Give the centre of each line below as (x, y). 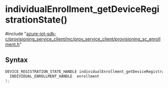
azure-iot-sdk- (41, 33)
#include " (16, 33)
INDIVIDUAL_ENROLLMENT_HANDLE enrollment (54, 76)
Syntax (16, 60)
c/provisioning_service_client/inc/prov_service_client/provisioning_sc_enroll (83, 39)
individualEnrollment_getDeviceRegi (82, 9)
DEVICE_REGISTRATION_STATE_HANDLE (41, 71)
